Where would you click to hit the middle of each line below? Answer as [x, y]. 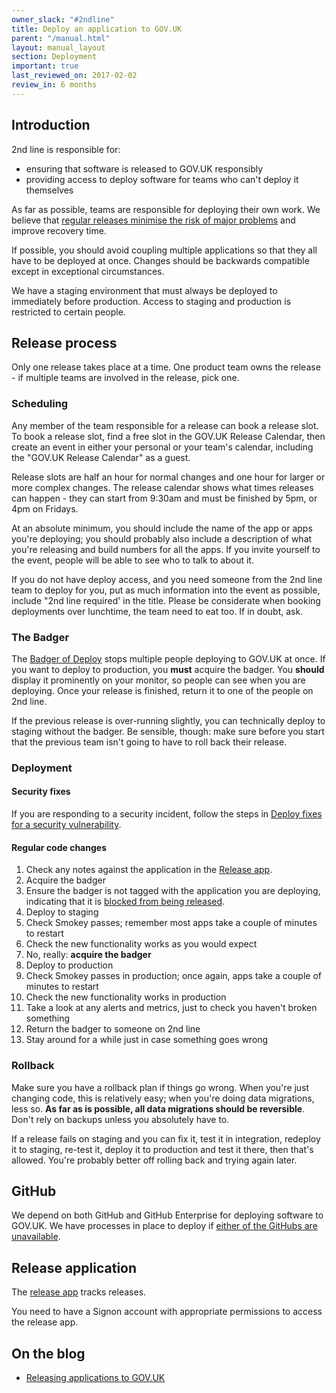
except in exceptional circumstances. [88, 271]
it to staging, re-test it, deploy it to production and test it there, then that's [162, 1149]
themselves [49, 190]
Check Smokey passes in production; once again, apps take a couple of [174, 976]
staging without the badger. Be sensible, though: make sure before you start [168, 731]
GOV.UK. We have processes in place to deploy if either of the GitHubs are [164, 1226]
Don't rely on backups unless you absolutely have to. [120, 1119]
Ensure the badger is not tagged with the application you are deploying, [173, 891]
